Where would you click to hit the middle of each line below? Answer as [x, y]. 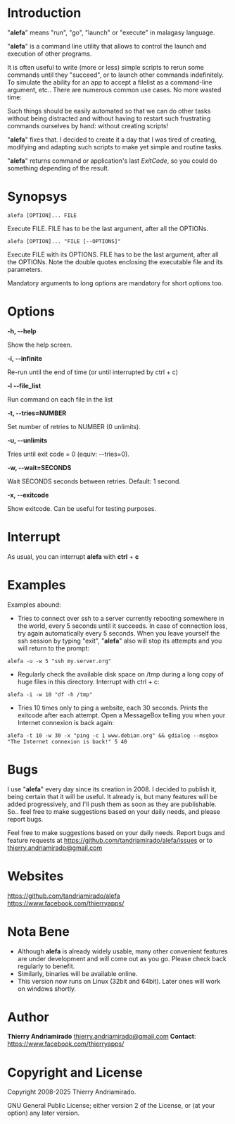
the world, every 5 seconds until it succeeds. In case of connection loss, [122, 626]
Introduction [44, 13]
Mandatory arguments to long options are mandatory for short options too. [115, 283]
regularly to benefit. [46, 966]
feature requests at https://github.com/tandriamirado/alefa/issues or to [110, 840]
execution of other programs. [50, 54]
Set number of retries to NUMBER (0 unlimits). [74, 426]
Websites [36, 876]
